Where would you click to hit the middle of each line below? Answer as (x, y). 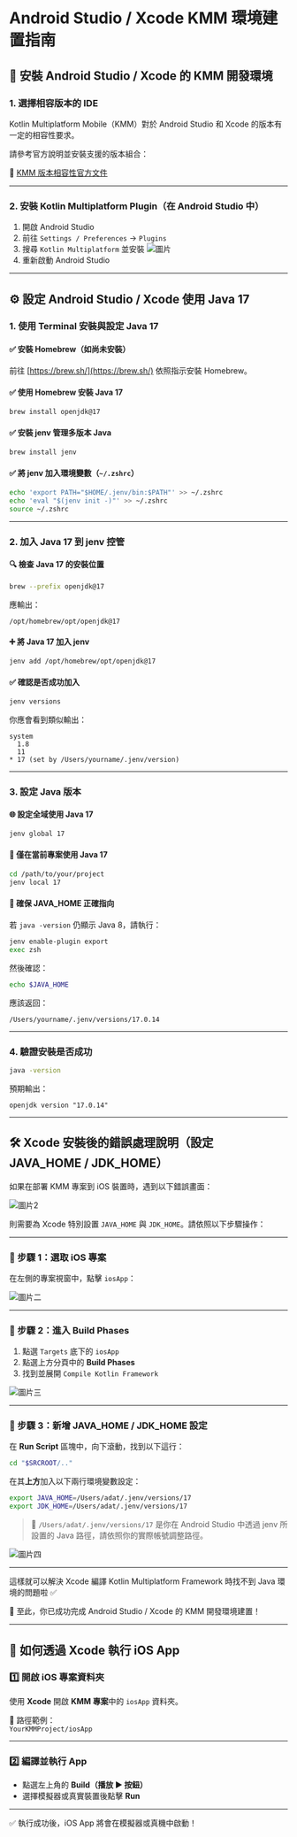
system (21, 736)
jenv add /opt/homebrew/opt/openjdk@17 (83, 661)
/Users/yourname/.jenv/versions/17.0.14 (85, 1019)
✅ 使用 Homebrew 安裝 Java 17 (66, 392)
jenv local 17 (35, 882)
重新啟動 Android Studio (66, 260)
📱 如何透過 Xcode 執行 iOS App (95, 1650)
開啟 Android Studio (58, 227)
